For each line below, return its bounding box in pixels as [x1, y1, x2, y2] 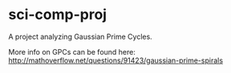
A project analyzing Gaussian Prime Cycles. [8, 32, 152, 41]
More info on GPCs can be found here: [8, 47, 136, 56]
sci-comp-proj [8, 6, 107, 24]
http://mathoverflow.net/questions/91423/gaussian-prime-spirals [8, 56, 223, 65]
